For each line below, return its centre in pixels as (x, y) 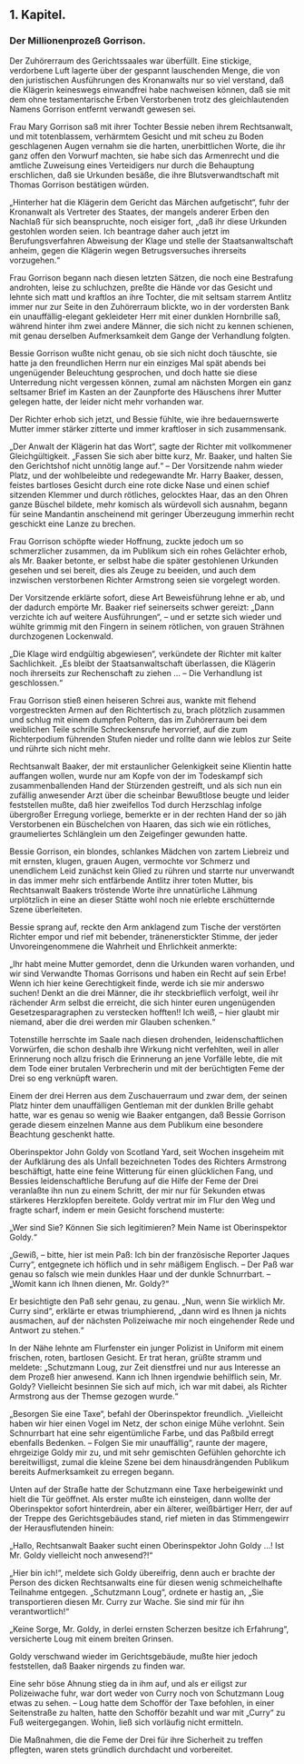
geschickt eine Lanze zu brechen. (73, 523)
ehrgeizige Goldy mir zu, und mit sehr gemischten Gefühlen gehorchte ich (148, 1452)
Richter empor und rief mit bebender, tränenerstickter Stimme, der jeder (144, 936)
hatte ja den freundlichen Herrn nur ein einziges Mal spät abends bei (137, 363)
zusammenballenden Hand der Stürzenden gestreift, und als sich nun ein (146, 785)
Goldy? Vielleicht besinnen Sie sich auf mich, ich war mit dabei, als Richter (148, 1386)
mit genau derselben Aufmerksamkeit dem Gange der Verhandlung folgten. (150, 335)
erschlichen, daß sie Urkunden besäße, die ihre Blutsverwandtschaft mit (144, 174)
